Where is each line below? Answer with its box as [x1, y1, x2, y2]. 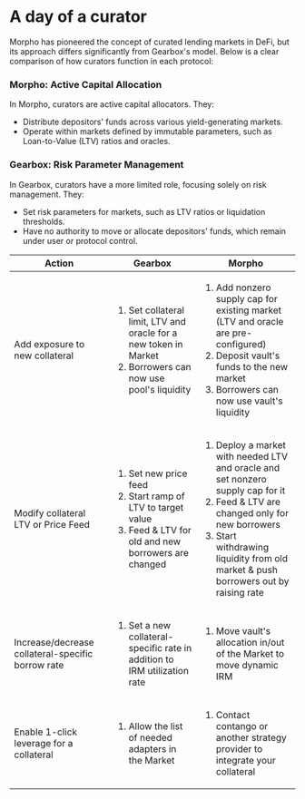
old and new [128, 535, 182, 548]
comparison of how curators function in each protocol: [9, 55, 214, 66]
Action [44, 257, 74, 269]
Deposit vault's [216, 349, 280, 362]
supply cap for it [216, 483, 286, 496]
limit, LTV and [128, 315, 186, 327]
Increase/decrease [14, 636, 94, 648]
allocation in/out [216, 636, 285, 648]
